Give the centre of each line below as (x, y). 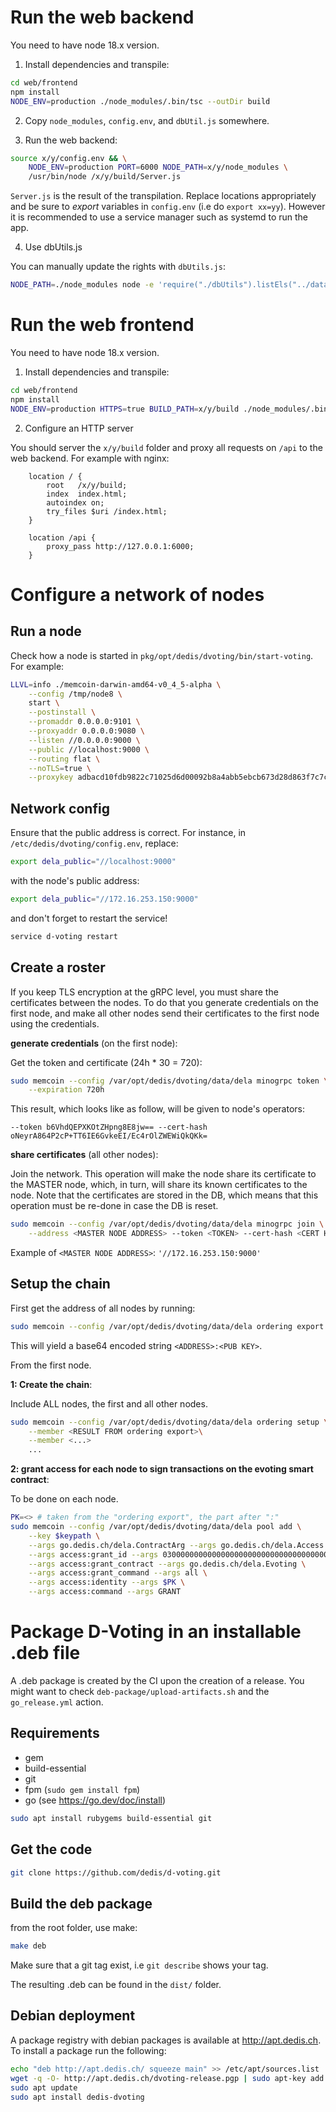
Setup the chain (60, 1284)
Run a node (46, 631)
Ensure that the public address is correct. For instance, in (128, 833)
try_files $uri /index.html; (107, 511)
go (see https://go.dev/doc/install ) (95, 1800)
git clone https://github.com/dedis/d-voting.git (116, 1872)
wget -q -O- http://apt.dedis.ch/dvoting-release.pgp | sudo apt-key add (167, 2078)
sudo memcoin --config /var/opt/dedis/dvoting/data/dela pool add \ (156, 1527)
